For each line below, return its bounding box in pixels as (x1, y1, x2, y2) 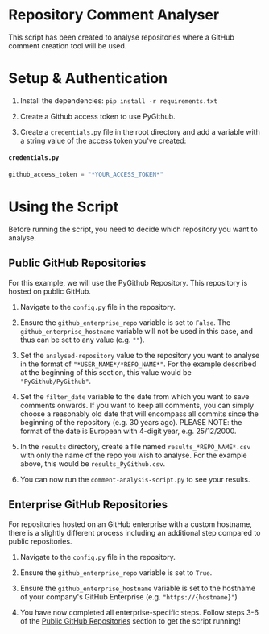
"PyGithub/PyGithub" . (19, 376, 91, 386)
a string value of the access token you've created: (19, 136, 187, 145)
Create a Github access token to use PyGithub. (19, 111, 176, 121)
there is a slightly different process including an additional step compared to (8, 528, 261, 537)
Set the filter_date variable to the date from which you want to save (19, 391, 250, 401)
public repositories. (8, 536, 72, 546)
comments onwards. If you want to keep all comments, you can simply (19, 400, 255, 410)
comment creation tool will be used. (8, 40, 127, 50)
